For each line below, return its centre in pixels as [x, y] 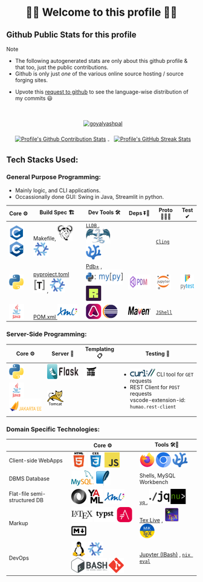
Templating [100, 349]
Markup [18, 523]
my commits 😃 [34, 98]
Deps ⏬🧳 [139, 213]
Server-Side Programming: [47, 334]
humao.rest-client [153, 407]
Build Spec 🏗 [57, 212]
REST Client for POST [155, 387]
